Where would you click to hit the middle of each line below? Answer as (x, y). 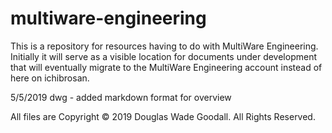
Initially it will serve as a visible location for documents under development (163, 56)
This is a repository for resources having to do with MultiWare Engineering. (164, 46)
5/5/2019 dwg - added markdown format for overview (121, 97)
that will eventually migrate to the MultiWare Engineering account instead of (166, 67)
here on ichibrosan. (50, 78)
